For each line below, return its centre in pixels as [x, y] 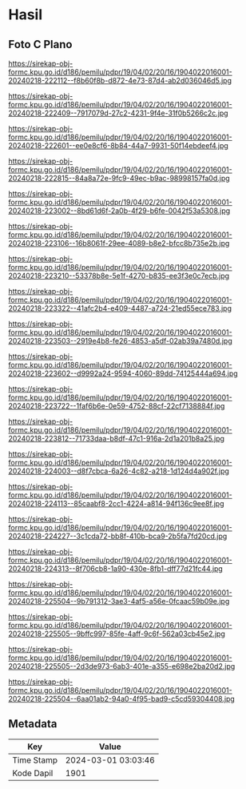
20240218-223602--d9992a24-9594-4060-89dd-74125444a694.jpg [123, 373]
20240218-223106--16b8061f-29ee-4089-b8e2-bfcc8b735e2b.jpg [119, 243]
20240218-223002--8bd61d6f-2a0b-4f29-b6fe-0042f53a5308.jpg [119, 211]
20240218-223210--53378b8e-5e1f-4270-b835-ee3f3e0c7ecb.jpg [119, 276]
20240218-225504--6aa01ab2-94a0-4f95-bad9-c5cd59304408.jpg [122, 699]
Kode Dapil [33, 773]
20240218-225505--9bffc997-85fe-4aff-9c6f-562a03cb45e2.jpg [117, 634]
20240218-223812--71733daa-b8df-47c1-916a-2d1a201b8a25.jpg [117, 439]
